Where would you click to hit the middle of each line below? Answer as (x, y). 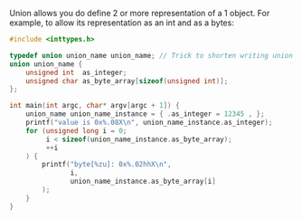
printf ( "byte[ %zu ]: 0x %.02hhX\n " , (107, 165)
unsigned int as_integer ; (76, 72)
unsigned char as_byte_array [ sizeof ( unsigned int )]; (127, 81)
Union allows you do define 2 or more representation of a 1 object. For (140, 13)
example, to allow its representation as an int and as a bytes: (122, 23)
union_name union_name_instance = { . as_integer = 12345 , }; (145, 114)
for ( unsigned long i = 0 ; (76, 130)
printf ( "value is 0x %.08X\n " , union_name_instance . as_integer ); (149, 122)
